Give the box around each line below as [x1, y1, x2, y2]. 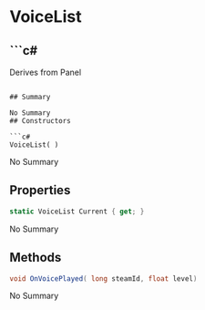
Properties [9, 182, 71, 198]
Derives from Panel [9, 67, 82, 77]
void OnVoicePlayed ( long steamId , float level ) [9, 274, 198, 284]
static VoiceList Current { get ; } [9, 207, 145, 216]
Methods [9, 250, 62, 265]
